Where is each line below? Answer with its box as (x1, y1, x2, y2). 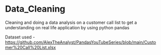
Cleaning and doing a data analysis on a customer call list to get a (5, 19, 137, 25)
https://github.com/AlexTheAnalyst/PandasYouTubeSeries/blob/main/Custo (5, 39, 156, 45)
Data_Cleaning (5, 3, 65, 15)
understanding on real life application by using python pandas (5, 24, 130, 30)
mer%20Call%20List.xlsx (5, 44, 56, 50)
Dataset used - (5, 34, 35, 40)
